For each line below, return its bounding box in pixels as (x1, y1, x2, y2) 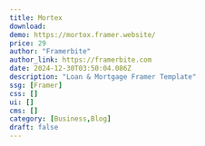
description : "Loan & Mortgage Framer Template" (9, 73, 197, 82)
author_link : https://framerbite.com (9, 55, 152, 64)
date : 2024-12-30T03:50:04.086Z (9, 64, 132, 73)
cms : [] (9, 106, 39, 115)
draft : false (9, 123, 59, 132)
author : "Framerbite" (9, 47, 92, 56)
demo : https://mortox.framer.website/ (9, 30, 156, 39)
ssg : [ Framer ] (9, 81, 63, 90)
